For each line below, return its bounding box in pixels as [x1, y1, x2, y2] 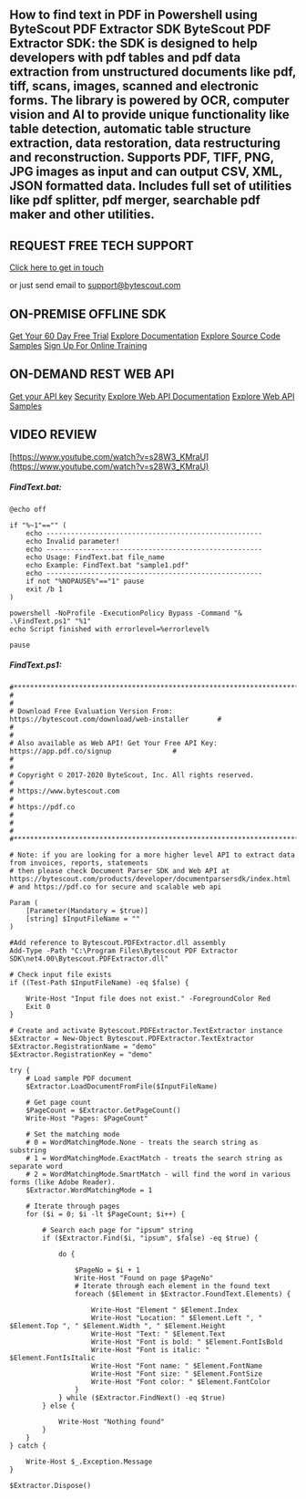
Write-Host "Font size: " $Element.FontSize [90, 1369, 262, 1379]
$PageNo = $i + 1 [74, 1265, 141, 1275]
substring [9, 1145, 47, 1155]
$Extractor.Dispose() [9, 1481, 92, 1490]
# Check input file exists [9, 970, 112, 979]
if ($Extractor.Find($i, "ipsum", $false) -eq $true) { [42, 1234, 259, 1243]
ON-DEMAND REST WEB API [9, 367, 175, 382]
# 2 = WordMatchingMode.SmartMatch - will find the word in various [25, 1170, 291, 1179]
